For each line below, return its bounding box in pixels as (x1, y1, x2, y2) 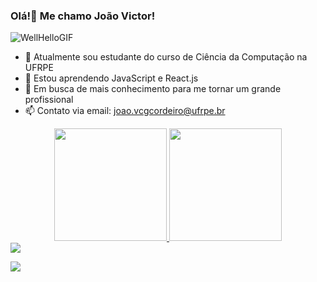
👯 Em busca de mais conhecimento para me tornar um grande (24, 83, 282, 95)
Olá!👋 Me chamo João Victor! (10, 9, 156, 23)
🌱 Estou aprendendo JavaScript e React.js (24, 72, 199, 84)
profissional (24, 94, 74, 106)
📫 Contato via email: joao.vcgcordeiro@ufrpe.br (24, 105, 226, 117)
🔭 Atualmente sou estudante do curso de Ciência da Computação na (24, 51, 308, 63)
